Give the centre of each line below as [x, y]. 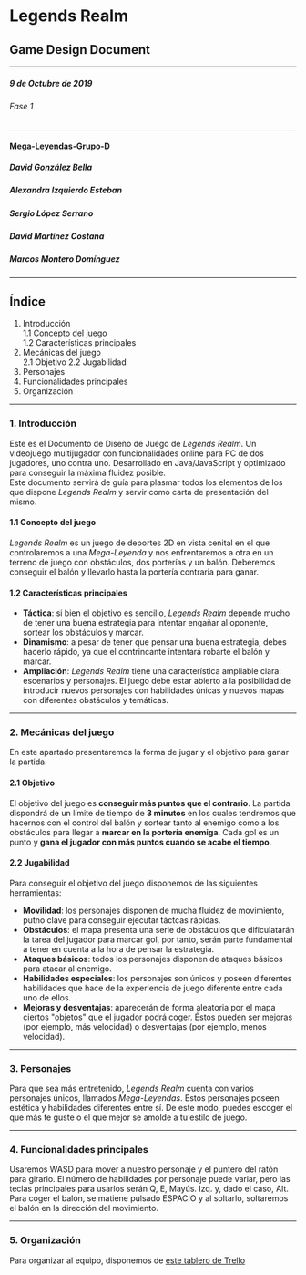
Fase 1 [21, 106]
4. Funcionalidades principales [79, 1150]
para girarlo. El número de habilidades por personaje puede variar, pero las [150, 1179]
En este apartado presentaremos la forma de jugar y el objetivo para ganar [149, 752]
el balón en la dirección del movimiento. [84, 1208]
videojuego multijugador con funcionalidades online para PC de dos [137, 453]
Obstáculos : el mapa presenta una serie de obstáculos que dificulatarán [158, 929]
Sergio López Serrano [51, 213]
